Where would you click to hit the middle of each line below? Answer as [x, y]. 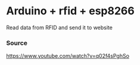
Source [17, 43]
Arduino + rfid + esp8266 [71, 11]
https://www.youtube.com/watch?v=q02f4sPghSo [68, 56]
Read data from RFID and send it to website [60, 27]
